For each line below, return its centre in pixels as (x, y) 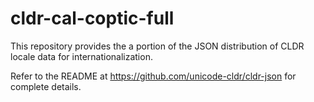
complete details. (46, 86)
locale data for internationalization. (81, 56)
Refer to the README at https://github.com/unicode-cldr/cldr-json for (153, 76)
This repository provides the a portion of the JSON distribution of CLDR (157, 46)
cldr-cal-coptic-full (92, 18)
